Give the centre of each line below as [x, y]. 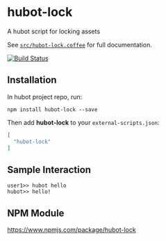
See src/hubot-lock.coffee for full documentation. [80, 44]
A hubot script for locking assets [54, 31]
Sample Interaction [49, 170]
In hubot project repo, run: [45, 97]
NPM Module [36, 213]
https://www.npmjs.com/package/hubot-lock [72, 230]
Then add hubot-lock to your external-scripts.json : [83, 122]
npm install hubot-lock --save [52, 109]
